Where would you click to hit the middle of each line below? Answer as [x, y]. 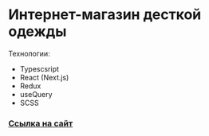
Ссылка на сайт [41, 123]
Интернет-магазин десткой [105, 15]
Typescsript [39, 68]
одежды [37, 31]
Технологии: [29, 53]
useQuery [36, 94]
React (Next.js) [44, 77]
